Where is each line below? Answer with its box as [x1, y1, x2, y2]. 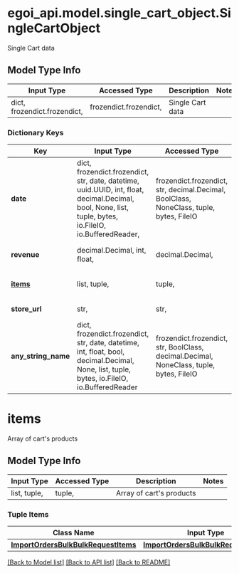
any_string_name [11, 351, 70, 361]
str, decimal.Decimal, [155, 185, 226, 195]
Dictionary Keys [7, 127, 64, 137]
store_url [11, 304, 42, 314]
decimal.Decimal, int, [77, 246, 147, 256]
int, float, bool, [77, 347, 124, 357]
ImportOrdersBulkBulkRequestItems [11, 540, 137, 550]
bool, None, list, [77, 203, 129, 213]
